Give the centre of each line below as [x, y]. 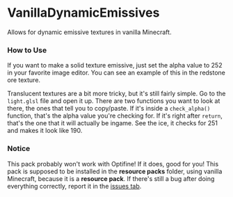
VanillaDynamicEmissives [83, 13]
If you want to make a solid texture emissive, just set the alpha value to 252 [115, 65]
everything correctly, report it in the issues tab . [74, 186]
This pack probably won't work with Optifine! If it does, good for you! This [113, 164]
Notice [19, 149]
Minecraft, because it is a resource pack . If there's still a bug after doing [111, 178]
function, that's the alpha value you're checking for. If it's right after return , [115, 116]
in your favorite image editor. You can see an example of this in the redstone [116, 73]
